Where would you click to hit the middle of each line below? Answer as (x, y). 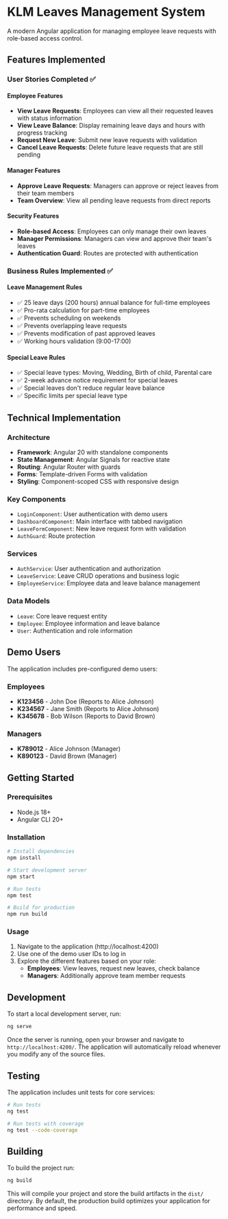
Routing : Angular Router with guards (69, 467)
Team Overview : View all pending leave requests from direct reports (114, 200)
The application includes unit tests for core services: (81, 1092)
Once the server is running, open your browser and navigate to (96, 1040)
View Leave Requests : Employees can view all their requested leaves (115, 111)
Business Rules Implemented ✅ (60, 270)
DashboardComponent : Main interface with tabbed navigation (100, 522)
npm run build (27, 914)
